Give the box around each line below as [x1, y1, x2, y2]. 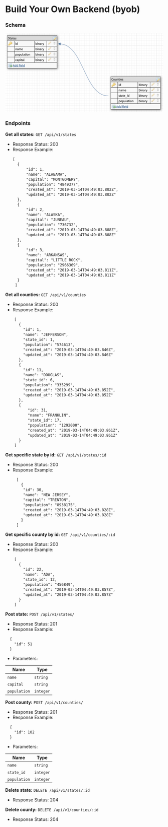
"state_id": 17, [27, 418, 62, 423]
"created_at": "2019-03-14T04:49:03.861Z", [27, 428, 120, 433]
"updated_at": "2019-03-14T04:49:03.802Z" [26, 192, 116, 197]
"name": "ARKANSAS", [26, 252, 69, 257]
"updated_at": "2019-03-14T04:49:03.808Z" [26, 232, 116, 237]
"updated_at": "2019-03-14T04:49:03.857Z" [23, 592, 113, 597]
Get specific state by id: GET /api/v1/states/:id [5, 452, 107, 458]
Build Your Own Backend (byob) [5, 4, 140, 15]
